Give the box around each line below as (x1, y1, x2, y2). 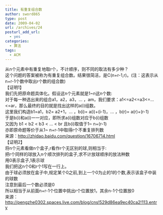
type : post (5, 16, 27, 21)
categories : (5, 39, 29, 44)
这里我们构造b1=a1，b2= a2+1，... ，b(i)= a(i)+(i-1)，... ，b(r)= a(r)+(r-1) (5, 109, 149, 115)
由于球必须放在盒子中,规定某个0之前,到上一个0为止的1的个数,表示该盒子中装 (5, 170, 157, 176)
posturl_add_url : (5, 30, 40, 35)
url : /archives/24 (5, 25, 42, 30)
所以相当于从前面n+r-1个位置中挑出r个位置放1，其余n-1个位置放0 (5, 188, 135, 194)
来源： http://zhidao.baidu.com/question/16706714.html (5, 133, 115, 139)
